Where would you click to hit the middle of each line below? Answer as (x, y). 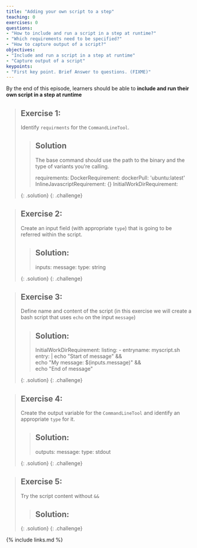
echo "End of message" (64, 369)
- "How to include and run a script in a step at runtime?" (81, 34)
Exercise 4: (41, 399)
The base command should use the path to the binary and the (110, 160)
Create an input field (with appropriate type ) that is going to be (96, 228)
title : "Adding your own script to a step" (60, 11)
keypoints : (19, 66)
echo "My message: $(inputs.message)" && (88, 363)
